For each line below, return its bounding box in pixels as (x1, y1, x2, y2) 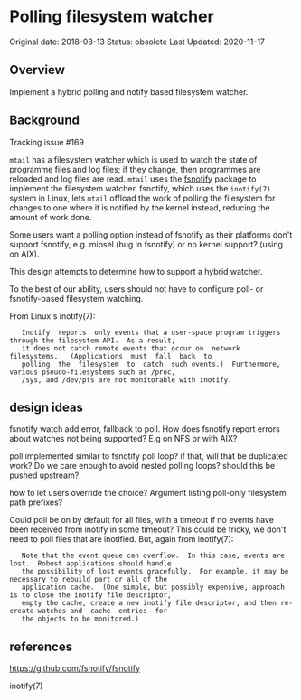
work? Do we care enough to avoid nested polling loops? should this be (9, 461, 276, 471)
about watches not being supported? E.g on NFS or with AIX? (9, 434, 238, 444)
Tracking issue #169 (9, 136, 84, 147)
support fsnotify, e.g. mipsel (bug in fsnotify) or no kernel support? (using (9, 238, 283, 249)
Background (9, 113, 80, 128)
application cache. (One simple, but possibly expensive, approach (21, 583, 285, 593)
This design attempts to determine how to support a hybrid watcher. (9, 266, 263, 276)
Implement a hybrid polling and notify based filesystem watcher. (9, 86, 249, 97)
